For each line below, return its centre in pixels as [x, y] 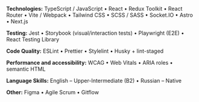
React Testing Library [33, 39]
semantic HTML [26, 69]
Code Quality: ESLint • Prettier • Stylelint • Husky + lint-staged [85, 51]
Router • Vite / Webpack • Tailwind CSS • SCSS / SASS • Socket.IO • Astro [99, 15]
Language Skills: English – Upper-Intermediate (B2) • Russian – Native [94, 81]
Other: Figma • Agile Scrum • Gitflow [53, 92]
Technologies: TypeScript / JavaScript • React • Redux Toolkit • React [94, 9]
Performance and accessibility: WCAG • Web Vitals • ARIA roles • [90, 63]
